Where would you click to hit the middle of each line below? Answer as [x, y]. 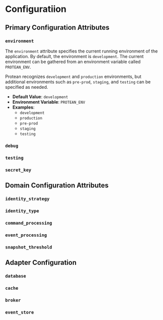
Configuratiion [36, 9]
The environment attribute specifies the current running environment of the [81, 51]
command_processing [29, 223]
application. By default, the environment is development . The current [75, 56]
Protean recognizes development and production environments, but [73, 76]
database [16, 276]
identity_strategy [27, 199]
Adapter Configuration [41, 263]
